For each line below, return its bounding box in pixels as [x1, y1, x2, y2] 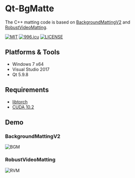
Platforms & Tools [5, 48, 60, 56]
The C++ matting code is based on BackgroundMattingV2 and [5, 19, 131, 25]
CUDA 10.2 [12, 104, 34, 110]
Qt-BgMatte [5, 3, 54, 14]
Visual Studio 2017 [12, 66, 50, 72]
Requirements [5, 86, 49, 94]
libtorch [12, 99, 28, 104]
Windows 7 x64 [12, 61, 44, 67]
